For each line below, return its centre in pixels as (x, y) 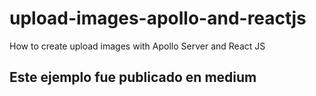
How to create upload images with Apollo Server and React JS (137, 46)
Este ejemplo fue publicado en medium (133, 77)
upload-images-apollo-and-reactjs (158, 18)
